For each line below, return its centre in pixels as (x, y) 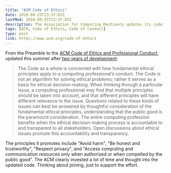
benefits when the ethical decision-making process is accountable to (90, 122)
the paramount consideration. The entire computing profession (84, 117)
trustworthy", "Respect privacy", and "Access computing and (69, 149)
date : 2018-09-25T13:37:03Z (35, 15)
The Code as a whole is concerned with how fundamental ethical (86, 68)
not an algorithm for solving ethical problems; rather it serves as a (87, 79)
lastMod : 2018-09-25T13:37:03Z (38, 19)
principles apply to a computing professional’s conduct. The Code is (89, 73)
